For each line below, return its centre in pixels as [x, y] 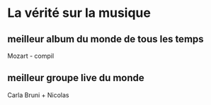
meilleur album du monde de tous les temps [105, 39]
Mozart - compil [31, 56]
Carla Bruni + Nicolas [38, 95]
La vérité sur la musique [79, 13]
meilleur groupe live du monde [76, 78]
